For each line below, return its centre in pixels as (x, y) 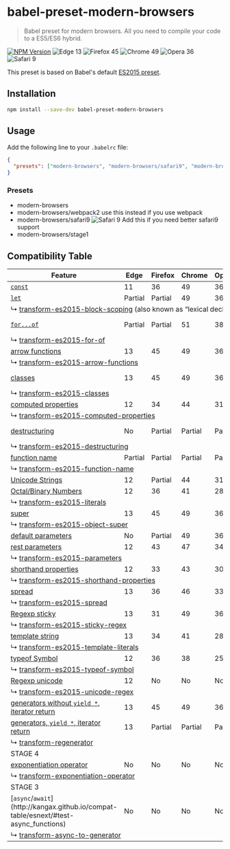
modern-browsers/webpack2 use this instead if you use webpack (110, 213)
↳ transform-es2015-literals (59, 502)
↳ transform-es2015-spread (59, 603)
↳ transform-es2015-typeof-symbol (72, 670)
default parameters (41, 536)
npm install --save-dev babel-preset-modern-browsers (86, 109)
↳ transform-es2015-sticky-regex (69, 625)
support (28, 227)
